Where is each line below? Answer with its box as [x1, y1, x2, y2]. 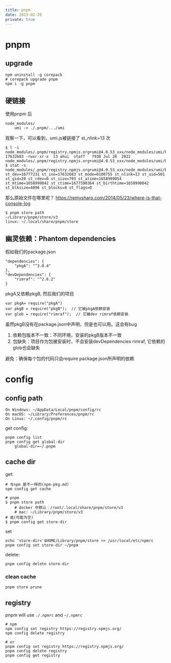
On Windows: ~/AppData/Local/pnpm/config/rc [5, 407, 101, 412]
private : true [5, 17, 36, 22]
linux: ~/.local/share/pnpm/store [5, 219, 79, 224]
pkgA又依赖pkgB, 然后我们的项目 [5, 291, 74, 296]
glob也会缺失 [12, 345, 40, 351]
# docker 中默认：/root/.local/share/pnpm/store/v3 [14, 505, 123, 510]
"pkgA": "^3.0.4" [14, 263, 51, 268]
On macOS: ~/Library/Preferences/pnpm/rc [5, 412, 95, 417]
